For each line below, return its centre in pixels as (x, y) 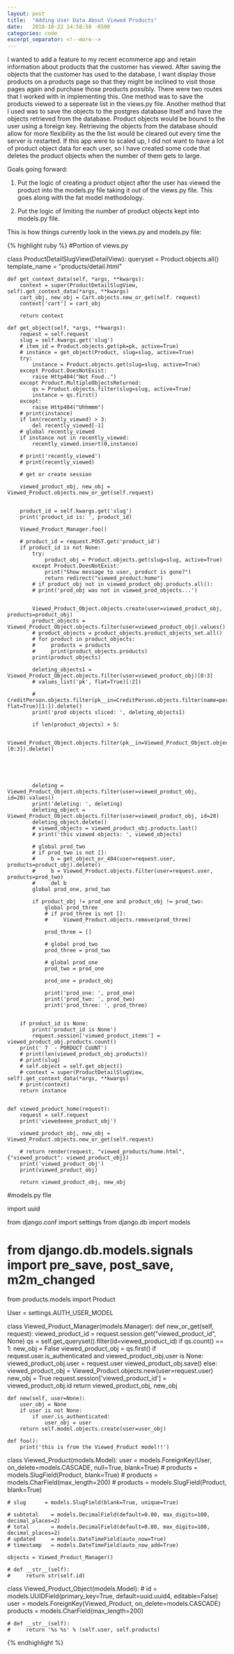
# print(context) (45, 1085)
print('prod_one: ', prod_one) (90, 993)
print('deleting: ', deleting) (78, 804)
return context (42, 316)
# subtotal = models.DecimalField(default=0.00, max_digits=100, (109, 1515)
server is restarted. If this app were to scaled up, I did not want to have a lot (116, 141)
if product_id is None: (54, 1024)
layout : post (26, 14)
